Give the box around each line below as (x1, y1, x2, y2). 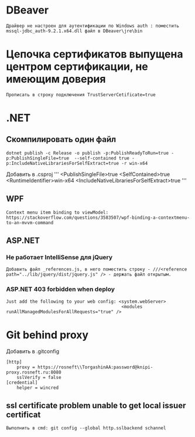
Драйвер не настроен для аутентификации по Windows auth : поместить (6, 23, 180, 29)
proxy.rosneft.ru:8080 (6, 369, 61, 375)
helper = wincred (16, 385, 59, 391)
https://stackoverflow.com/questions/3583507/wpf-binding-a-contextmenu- (6, 215, 190, 221)
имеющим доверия (6, 73, 106, 86)
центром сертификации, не (6, 60, 148, 73)
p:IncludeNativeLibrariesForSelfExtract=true (6, 160, 119, 166)
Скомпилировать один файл (6, 134, 116, 144)
